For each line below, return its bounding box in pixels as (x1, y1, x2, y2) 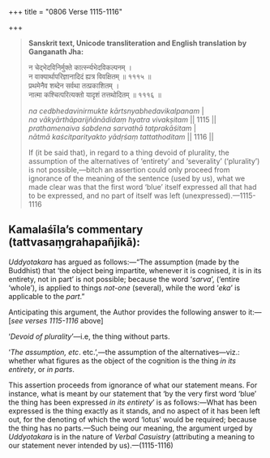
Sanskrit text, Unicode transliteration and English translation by (28, 38, 247, 48)
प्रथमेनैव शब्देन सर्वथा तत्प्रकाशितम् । (28, 81, 120, 90)
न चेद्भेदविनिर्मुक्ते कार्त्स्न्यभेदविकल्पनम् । (28, 62, 132, 72)
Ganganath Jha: (28, 47, 84, 56)
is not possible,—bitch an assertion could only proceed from (28, 165, 230, 174)
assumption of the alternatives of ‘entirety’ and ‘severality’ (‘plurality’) (28, 156, 260, 165)
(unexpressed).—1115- (182, 190, 257, 200)
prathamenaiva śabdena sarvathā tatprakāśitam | (28, 123, 197, 133)
